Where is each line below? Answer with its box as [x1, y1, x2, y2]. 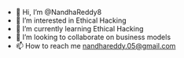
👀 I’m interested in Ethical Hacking [15, 16, 127, 25]
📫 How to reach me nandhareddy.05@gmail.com [15, 42, 176, 50]
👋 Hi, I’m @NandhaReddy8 [15, 8, 102, 16]
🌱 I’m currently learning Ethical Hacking [15, 24, 144, 33]
